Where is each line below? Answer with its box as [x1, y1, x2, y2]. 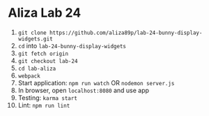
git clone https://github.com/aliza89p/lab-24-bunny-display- [17, 29, 203, 36]
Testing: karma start [17, 93, 77, 102]
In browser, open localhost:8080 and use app [17, 86, 149, 94]
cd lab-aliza [17, 65, 56, 72]
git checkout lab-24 [17, 57, 78, 64]
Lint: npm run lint [17, 101, 70, 109]
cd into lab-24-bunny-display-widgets [17, 41, 126, 50]
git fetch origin [17, 50, 69, 57]
